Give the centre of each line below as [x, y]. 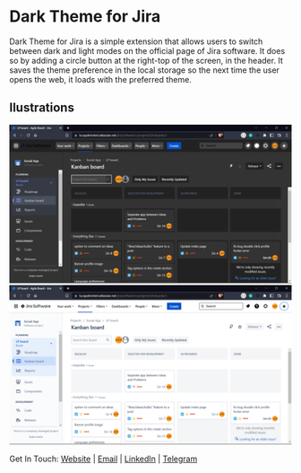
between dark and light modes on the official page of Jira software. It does [147, 50]
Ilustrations [42, 108]
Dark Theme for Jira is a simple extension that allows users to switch [136, 41]
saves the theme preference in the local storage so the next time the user [145, 70]
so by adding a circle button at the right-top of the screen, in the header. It [146, 60]
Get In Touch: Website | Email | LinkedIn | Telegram [103, 459]
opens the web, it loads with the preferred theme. [101, 79]
